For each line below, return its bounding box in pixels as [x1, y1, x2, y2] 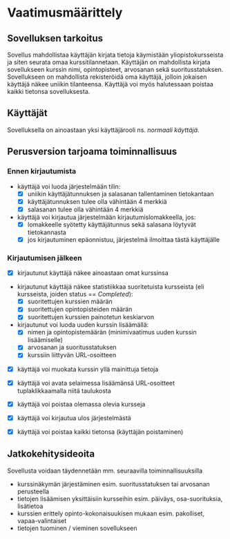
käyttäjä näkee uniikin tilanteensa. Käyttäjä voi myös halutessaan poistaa [7, 80, 214, 88]
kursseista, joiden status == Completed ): [17, 290, 133, 299]
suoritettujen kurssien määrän [27, 297, 113, 305]
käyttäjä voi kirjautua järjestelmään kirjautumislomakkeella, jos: [17, 213, 196, 221]
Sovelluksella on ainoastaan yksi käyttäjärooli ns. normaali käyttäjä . [7, 126, 200, 134]
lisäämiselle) [27, 336, 64, 344]
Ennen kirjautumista [7, 167, 77, 176]
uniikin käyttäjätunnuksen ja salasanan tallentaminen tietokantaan [27, 189, 214, 198]
